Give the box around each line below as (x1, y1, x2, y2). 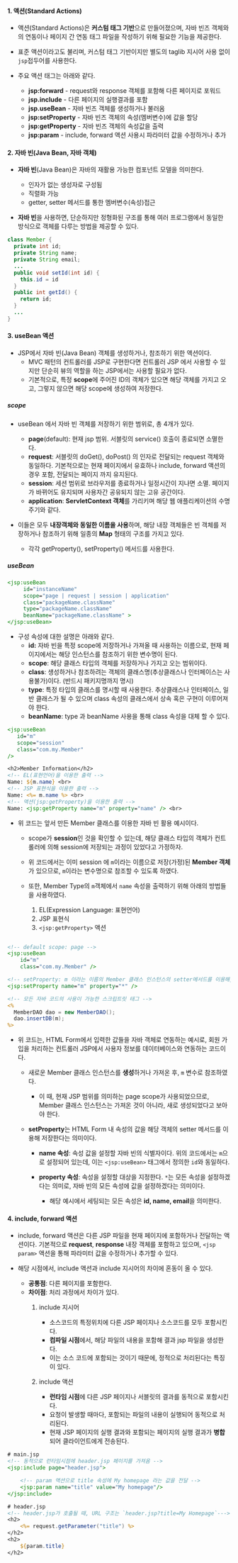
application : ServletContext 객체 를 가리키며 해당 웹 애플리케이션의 (28, 496, 217, 505)
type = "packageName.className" (23, 605, 113, 612)
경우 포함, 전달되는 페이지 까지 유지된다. (28, 470, 138, 478)
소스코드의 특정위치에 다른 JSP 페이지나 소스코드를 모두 (49, 1318, 203, 1327)
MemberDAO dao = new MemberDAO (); (13, 1009, 115, 1016)
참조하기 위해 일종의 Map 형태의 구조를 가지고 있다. (42, 529, 184, 538)
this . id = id (20, 276, 59, 283)
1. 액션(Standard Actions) (7, 6, 83, 15)
